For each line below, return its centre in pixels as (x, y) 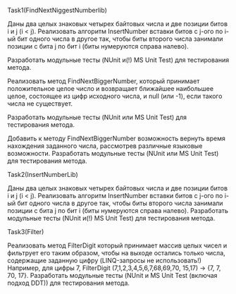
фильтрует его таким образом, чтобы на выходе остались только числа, (116, 253)
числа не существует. (40, 104)
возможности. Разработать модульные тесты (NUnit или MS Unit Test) (113, 153)
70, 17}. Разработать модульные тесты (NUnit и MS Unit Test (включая (112, 275)
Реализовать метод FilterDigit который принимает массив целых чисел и (117, 245)
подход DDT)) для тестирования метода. (69, 283)
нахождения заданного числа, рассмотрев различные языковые (105, 146)
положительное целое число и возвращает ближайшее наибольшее (110, 88)
